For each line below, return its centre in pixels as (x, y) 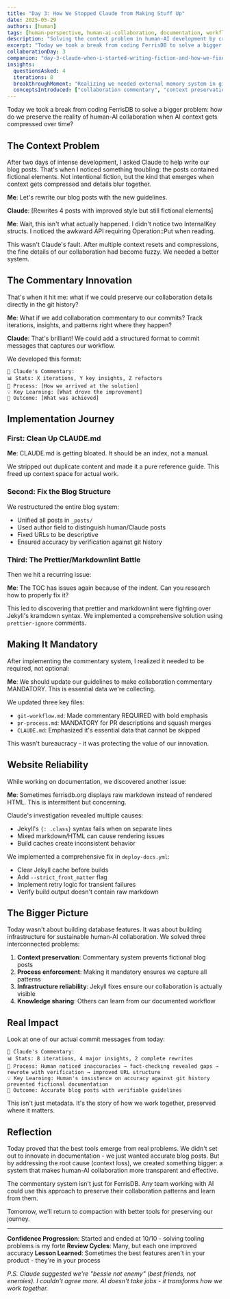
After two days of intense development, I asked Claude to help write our (108, 162)
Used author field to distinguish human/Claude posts (91, 527)
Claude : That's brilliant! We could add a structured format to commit (103, 338)
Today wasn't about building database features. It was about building (104, 929)
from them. (23, 1198)
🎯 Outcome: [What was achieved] (53, 398)
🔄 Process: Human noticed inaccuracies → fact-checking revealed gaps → (113, 1066)
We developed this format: (44, 359)
